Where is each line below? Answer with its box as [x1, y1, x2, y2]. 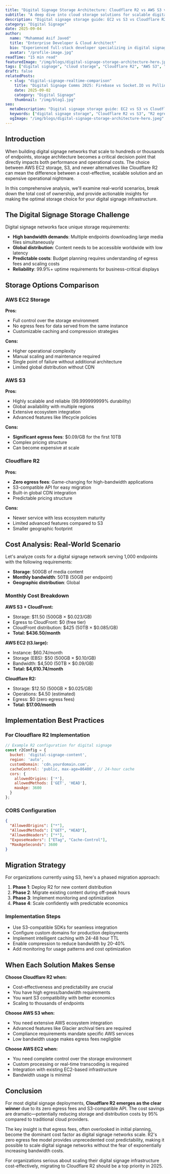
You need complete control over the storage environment [12, 1056, 132, 1062]
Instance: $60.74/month [12, 649, 63, 655]
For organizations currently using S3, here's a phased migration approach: [5, 874, 160, 881]
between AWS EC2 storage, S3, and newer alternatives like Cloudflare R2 [5, 164, 158, 171]
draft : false [5, 69, 33, 74]
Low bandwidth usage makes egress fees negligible [12, 1036, 121, 1042]
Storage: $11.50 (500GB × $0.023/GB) [12, 614, 92, 620]
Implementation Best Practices [5, 716, 105, 725]
